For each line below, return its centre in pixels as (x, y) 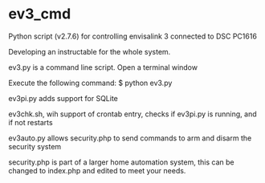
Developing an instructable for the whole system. (90, 51)
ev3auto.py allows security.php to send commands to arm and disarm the (130, 138)
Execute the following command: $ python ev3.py (90, 83)
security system (35, 146)
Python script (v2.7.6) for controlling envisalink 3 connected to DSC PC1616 (132, 36)
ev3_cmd (40, 14)
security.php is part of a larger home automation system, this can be (121, 162)
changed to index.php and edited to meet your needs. (97, 170)
